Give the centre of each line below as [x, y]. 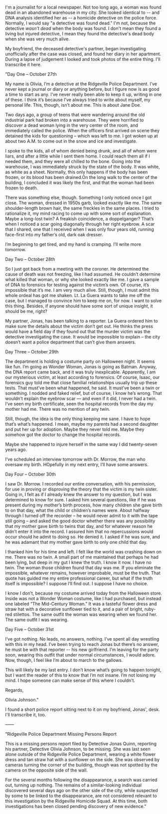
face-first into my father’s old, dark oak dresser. [54, 235]
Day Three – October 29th [32, 352]
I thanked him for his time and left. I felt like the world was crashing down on [83, 552]
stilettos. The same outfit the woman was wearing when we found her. [85, 614]
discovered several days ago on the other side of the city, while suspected [82, 790]
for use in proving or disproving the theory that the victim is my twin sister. [82, 489]
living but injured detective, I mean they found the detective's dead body [80, 34]
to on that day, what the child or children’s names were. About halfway [77, 510]
